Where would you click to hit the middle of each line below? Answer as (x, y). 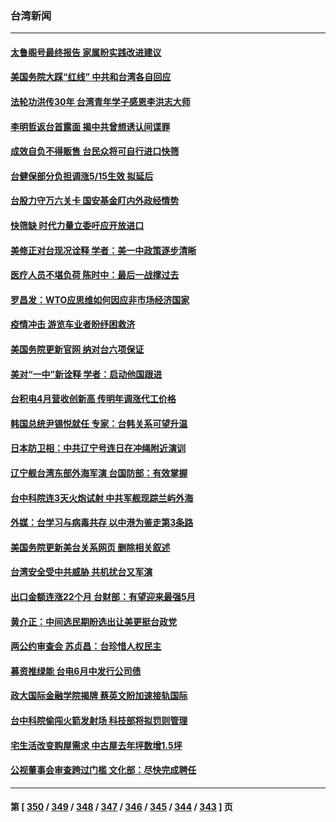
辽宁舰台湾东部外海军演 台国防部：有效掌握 (99, 473)
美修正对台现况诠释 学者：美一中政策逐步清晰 (103, 250)
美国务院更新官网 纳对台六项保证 (77, 349)
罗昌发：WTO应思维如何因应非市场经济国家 (100, 299)
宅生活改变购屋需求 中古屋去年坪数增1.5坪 (96, 745)
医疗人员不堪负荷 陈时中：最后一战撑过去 (95, 275)
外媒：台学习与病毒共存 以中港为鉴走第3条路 (102, 523)
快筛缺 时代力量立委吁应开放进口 (77, 226)
